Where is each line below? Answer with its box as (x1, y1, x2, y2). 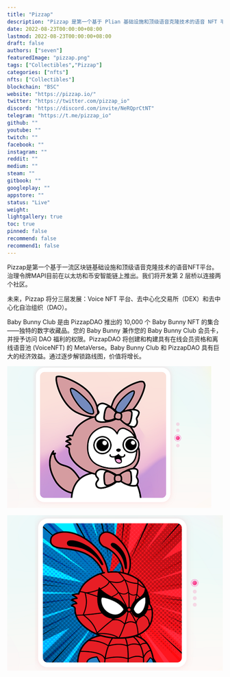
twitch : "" (7, 134, 38, 140)
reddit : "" (7, 156, 38, 162)
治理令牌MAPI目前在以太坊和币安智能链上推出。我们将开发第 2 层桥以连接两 (7, 271, 221, 280)
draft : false (7, 40, 44, 47)
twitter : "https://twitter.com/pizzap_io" (7, 98, 130, 105)
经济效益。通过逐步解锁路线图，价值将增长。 (18, 352, 145, 360)
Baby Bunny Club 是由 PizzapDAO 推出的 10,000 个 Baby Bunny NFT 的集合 (7, 317, 220, 325)
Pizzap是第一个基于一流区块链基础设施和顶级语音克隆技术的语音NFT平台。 (7, 262, 218, 271)
